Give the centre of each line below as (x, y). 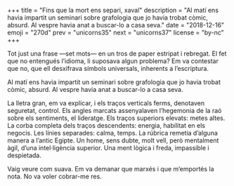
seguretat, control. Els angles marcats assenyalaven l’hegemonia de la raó (115, 111)
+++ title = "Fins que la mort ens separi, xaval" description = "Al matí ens (113, 10)
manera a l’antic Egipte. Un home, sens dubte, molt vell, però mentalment (113, 140)
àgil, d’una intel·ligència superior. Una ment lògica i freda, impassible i (108, 148)
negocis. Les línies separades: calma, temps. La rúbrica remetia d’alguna (112, 133)
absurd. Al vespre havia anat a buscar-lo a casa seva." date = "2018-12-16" (116, 25)
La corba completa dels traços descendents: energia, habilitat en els (106, 125)
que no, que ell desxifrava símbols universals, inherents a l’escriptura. (108, 68)
